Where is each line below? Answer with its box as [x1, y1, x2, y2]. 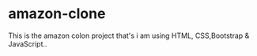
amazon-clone [8, 5, 106, 23]
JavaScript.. [8, 39, 47, 48]
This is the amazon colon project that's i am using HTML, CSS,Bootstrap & [8, 31, 250, 40]
